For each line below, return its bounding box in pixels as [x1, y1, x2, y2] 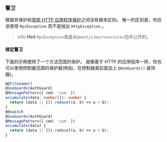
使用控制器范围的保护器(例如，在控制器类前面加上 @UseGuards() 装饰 [14, 64, 155, 71]
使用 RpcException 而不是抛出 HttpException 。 [9, 23, 107, 29]
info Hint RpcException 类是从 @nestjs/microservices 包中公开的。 [17, 34, 151, 40]
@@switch [5, 109, 24, 114]
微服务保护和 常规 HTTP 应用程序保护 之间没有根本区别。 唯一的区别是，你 [5, 17, 157, 23]
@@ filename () [5, 81, 33, 86]
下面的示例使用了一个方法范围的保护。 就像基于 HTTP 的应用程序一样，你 [5, 58, 157, 64]
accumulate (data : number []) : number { [5, 95, 87, 100]
